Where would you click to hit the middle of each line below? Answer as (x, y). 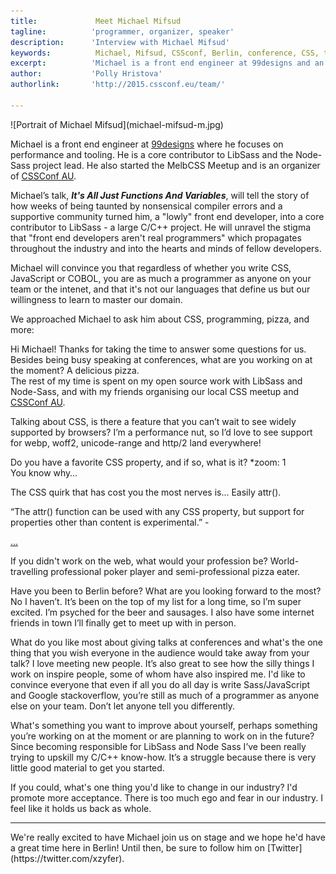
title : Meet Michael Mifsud (96, 21)
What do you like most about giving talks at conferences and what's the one (167, 642)
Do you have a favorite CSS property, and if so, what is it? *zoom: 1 (148, 462)
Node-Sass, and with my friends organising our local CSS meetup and (155, 391)
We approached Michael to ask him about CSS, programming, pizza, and (160, 319)
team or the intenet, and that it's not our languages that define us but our (160, 289)
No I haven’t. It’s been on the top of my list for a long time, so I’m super (156, 601)
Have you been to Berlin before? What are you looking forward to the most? (166, 591)
